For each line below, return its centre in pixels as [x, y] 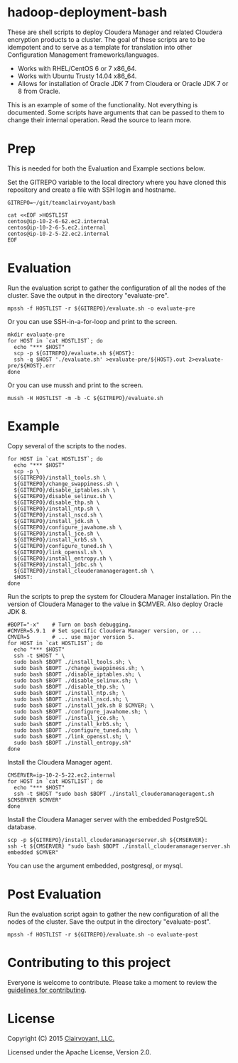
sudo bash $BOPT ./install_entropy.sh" [73, 743]
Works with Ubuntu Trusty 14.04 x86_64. [77, 76]
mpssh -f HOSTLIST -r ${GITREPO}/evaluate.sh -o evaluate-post [103, 934]
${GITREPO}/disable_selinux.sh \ [63, 496]
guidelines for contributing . [47, 990]
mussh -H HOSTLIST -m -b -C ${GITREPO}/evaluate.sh [85, 398]
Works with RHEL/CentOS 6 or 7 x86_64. [77, 68]
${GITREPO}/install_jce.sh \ [57, 534]
